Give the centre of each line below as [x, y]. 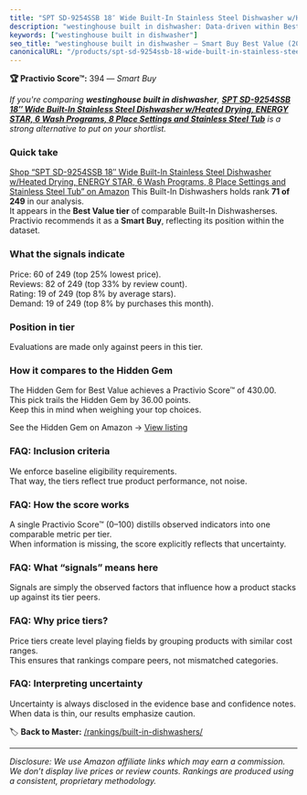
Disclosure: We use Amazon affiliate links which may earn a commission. [148, 761]
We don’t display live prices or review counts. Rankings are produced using [152, 771]
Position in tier [42, 327]
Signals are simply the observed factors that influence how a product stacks [153, 588]
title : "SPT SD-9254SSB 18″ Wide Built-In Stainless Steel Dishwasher [147, 18]
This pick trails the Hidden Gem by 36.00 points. [101, 400]
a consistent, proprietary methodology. [83, 780]
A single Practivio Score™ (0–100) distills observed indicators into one [140, 524]
